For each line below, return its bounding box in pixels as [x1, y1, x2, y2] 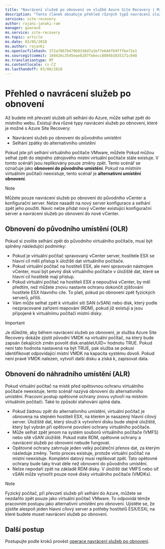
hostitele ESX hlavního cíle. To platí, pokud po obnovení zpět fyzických [12, 289, 156, 295]
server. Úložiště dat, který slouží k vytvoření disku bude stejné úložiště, [12, 418, 156, 424]
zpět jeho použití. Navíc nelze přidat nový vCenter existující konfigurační [5, 205, 152, 211]
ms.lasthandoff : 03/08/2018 [5, 67, 63, 72]
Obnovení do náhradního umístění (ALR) [5, 370, 130, 378]
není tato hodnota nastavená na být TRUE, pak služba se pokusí [5, 345, 134, 351]
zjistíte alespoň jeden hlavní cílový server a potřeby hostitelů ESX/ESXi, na [5, 506, 155, 512]
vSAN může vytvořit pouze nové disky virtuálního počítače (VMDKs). [12, 471, 152, 477]
